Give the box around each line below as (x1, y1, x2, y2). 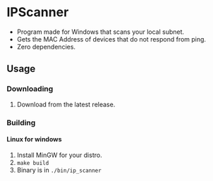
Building (6, 118, 36, 127)
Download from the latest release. (16, 100, 116, 108)
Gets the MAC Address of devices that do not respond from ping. (16, 35, 206, 43)
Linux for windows (6, 135, 62, 144)
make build (16, 159, 49, 166)
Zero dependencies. (16, 42, 75, 51)
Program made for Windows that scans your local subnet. (16, 27, 185, 36)
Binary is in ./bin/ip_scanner (16, 166, 102, 174)
